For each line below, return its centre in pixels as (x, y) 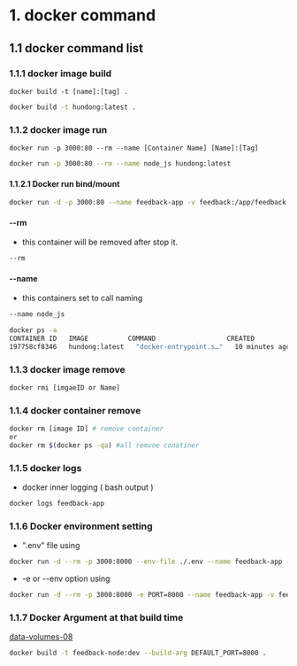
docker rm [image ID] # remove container (87, 429)
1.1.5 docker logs (46, 468)
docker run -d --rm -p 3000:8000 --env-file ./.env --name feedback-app (146, 562)
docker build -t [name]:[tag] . (69, 91)
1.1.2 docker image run (58, 129)
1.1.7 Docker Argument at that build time (96, 618)
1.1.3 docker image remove (67, 369)
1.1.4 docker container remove (75, 410)
